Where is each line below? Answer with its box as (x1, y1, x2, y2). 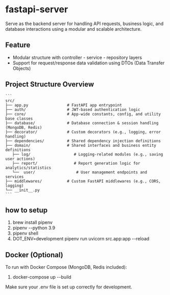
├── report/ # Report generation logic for (12, 161, 140, 166)
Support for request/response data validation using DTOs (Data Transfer (12, 60, 165, 66)
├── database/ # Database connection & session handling (5, 120, 159, 126)
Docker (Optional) (5, 251, 63, 259)
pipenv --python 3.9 (12, 225, 56, 231)
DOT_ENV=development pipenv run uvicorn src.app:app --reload (12, 236, 150, 242)
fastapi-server (5, 4, 68, 15)
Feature (5, 41, 31, 50)
